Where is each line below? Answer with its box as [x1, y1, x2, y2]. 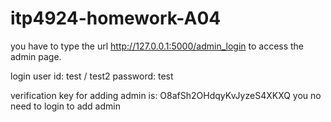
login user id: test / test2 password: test [10, 70, 174, 82]
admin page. [10, 50, 62, 62]
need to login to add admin [10, 100, 121, 112]
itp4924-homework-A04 [10, 7, 222, 30]
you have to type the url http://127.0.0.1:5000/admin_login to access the [10, 40, 305, 52]
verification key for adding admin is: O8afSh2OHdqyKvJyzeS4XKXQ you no [10, 89, 322, 101]
